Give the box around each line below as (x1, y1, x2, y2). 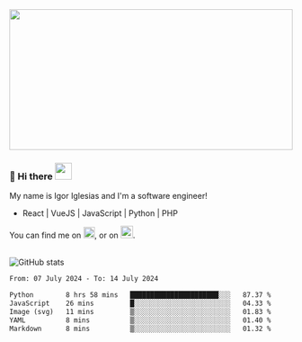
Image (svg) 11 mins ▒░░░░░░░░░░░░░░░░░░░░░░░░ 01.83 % (9, 307, 271, 316)
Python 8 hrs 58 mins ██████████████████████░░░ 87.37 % (9, 291, 271, 300)
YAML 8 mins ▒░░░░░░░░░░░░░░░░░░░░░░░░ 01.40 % (9, 315, 271, 325)
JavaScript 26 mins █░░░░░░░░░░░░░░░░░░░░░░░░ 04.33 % (9, 299, 271, 309)
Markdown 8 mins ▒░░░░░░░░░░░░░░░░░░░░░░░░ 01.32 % (9, 324, 271, 333)
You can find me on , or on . (9, 229, 136, 241)
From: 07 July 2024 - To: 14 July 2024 (9, 274, 159, 283)
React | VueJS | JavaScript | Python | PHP (22, 208, 178, 219)
